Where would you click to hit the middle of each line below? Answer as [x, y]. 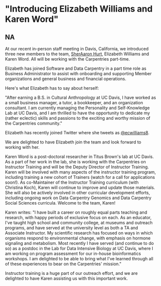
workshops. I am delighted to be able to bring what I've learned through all [79, 259]
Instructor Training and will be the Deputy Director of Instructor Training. [77, 167]
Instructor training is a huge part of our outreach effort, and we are [71, 273]
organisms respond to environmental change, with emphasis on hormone [78, 238]
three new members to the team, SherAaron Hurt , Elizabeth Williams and [77, 54]
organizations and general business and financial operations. [66, 79]
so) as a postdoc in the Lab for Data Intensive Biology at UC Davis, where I [79, 248]
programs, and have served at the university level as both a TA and [72, 228]
